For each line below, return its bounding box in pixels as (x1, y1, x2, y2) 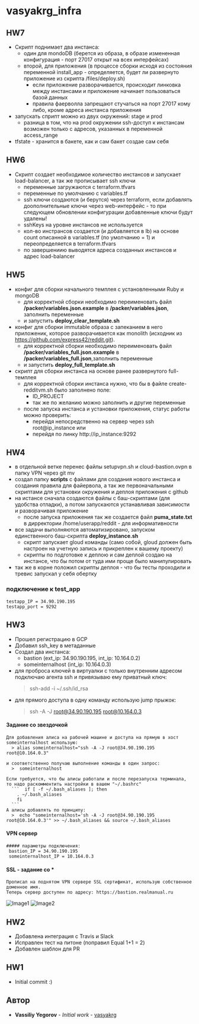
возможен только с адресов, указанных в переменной (23, 126, 163, 132)
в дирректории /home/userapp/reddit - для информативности (23, 520, 179, 527)
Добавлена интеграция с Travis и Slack (14, 932, 114, 940)
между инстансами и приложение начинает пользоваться (32, 88, 181, 94)
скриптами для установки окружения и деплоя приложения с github (14, 488, 188, 495)
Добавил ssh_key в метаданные (14, 642, 96, 649)
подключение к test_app (6, 585, 81, 593)
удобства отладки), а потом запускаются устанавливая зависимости (14, 501, 190, 508)
